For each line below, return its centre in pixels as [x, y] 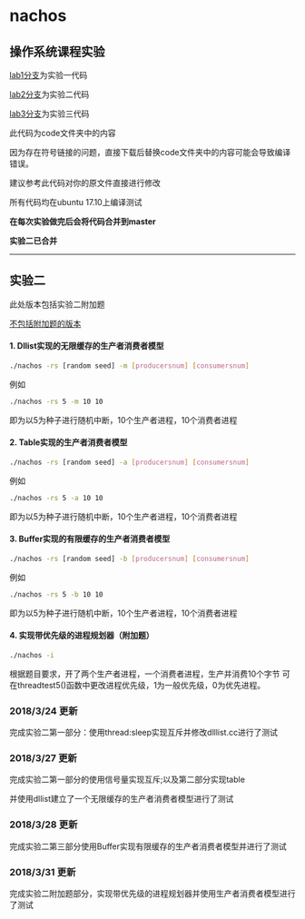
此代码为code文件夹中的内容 [63, 133]
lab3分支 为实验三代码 [49, 114]
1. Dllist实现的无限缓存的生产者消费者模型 [87, 346]
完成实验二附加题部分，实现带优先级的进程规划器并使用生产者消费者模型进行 [152, 893]
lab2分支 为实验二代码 [49, 94]
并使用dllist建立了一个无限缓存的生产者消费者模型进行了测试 [122, 799]
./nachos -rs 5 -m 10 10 [56, 401]
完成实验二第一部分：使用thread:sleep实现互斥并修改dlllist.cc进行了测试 [144, 733]
